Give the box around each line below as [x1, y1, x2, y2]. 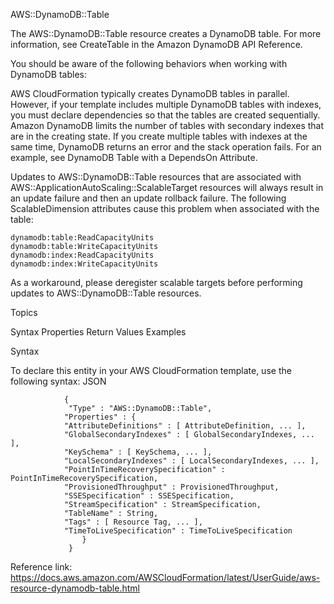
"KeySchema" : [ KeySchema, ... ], [63, 447, 213, 457]
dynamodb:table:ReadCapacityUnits [10, 233, 155, 243]
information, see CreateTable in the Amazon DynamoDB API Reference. [10, 39, 303, 50]
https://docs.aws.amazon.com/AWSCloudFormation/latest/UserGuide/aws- [10, 572, 321, 583]
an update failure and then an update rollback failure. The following [10, 192, 287, 204]
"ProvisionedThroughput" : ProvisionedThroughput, [63, 482, 280, 492]
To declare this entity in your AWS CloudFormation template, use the [10, 365, 292, 376]
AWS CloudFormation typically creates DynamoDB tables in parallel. [10, 88, 290, 99]
